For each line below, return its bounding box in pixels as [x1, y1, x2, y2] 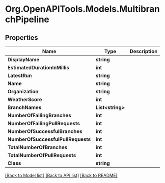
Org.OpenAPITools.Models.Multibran [5, 3, 160, 15]
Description [129, 48, 158, 54]
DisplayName [7, 56, 40, 63]
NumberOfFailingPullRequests [7, 120, 80, 127]
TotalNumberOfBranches [7, 144, 68, 151]
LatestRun [7, 72, 32, 79]
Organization [7, 88, 39, 95]
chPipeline [5, 14, 50, 25]
